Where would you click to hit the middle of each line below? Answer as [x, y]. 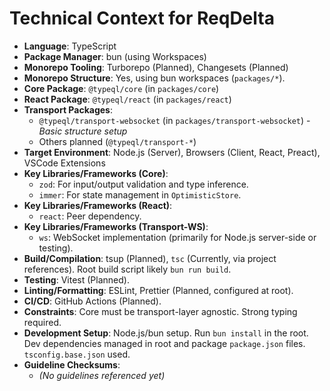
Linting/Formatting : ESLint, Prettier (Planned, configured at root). [158, 290]
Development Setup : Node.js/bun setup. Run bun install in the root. [166, 333]
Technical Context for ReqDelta [142, 18]
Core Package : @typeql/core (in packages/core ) [121, 88]
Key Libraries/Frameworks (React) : [98, 205]
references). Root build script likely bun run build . [127, 269]
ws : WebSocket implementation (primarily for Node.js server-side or [177, 237]
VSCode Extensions [64, 163]
